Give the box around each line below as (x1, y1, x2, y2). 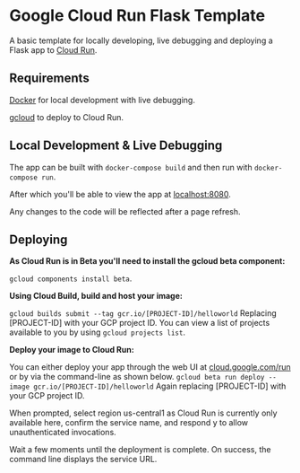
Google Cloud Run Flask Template (9, 5, 266, 26)
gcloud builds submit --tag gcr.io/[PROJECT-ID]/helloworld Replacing (9, 308, 278, 319)
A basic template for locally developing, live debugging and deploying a (9, 35, 273, 46)
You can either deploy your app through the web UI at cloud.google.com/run (9, 362, 291, 372)
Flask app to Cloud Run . (9, 44, 98, 55)
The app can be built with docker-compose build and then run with (9, 162, 253, 172)
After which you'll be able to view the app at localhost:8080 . (9, 188, 231, 199)
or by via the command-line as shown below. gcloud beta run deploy (9, 372, 265, 382)
